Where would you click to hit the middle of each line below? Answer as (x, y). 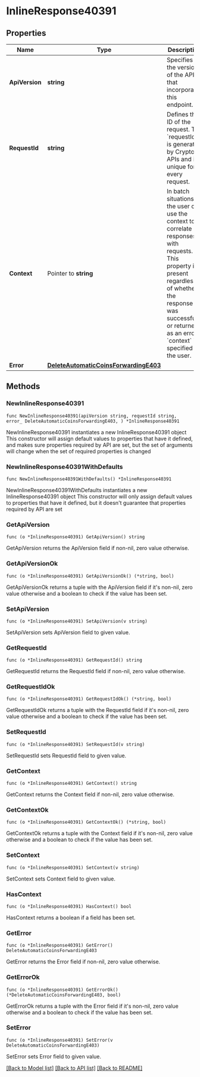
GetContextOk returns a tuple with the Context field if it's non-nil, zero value (99, 833)
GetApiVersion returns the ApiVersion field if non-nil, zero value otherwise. (98, 548)
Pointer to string (70, 273)
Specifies (180, 60)
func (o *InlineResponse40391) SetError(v (60, 1040)
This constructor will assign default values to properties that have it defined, (100, 438)
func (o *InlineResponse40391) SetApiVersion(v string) (77, 621)
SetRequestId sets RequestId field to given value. (66, 755)
